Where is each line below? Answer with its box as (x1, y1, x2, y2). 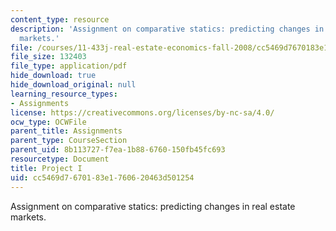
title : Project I (10, 163, 83, 173)
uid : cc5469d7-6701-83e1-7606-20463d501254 (10, 172, 195, 183)
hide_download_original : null (10, 80, 137, 90)
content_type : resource (10, 14, 110, 25)
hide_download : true (10, 71, 97, 81)
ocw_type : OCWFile (10, 117, 87, 127)
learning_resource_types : (10, 89, 118, 99)
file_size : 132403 (10, 52, 87, 62)
